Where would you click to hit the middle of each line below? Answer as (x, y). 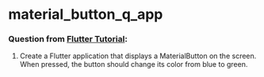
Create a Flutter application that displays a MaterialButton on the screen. (138, 56)
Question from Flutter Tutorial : (68, 39)
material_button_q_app (86, 15)
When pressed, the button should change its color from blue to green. (134, 64)
